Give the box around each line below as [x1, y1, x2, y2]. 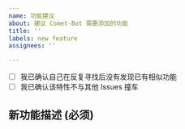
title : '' [8, 27, 42, 35]
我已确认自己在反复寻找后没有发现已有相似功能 [19, 72, 177, 81]
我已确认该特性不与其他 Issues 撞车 [19, 82, 140, 92]
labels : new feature [8, 34, 79, 43]
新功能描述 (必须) [8, 108, 94, 122]
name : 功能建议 [8, 11, 55, 20]
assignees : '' [8, 42, 57, 50]
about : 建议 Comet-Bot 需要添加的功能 [8, 19, 128, 27]
